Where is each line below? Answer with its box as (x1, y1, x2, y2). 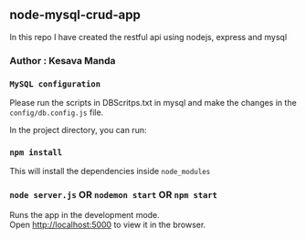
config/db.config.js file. (9, 107, 104, 118)
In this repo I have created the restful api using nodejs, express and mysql (9, 31, 288, 42)
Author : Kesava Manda (9, 54, 116, 67)
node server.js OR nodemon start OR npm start (9, 189, 217, 202)
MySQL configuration (9, 78, 101, 89)
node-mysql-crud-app (9, 7, 142, 23)
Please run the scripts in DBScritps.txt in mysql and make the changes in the (9, 98, 297, 109)
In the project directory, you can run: (9, 125, 147, 136)
